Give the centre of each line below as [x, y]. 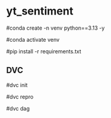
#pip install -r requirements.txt [44, 51]
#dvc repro [20, 97]
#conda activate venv [33, 39]
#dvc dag [18, 108]
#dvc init [17, 85]
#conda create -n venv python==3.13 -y [55, 28]
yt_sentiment [40, 11]
